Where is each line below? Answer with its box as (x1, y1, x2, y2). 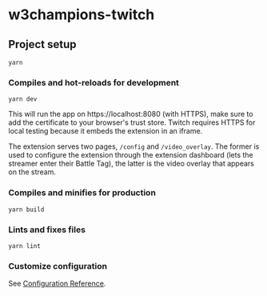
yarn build (8, 206, 45, 214)
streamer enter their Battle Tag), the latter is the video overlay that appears (8, 158, 254, 169)
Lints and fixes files (8, 224, 86, 235)
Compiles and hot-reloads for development (8, 77, 180, 88)
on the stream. (8, 167, 57, 177)
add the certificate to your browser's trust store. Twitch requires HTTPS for (8, 118, 256, 127)
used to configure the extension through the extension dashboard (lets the (8, 150, 253, 160)
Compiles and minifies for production (8, 187, 156, 198)
